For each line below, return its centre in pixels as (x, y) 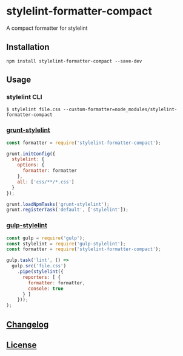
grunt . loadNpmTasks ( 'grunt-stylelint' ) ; (58, 204)
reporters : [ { (42, 277)
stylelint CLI (24, 97)
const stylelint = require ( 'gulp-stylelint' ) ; (66, 244)
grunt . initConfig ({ (31, 154)
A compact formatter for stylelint (47, 28)
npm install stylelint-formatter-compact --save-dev (74, 61)
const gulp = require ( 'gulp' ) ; (46, 238)
